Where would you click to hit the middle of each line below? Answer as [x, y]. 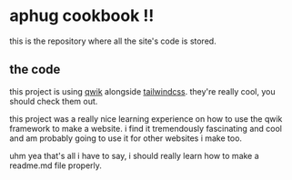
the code [35, 70]
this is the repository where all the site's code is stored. [113, 41]
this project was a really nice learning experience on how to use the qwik [146, 118]
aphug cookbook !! [82, 16]
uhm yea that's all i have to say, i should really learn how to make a [134, 155]
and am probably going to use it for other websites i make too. [126, 138]
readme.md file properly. [56, 165]
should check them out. [54, 101]
